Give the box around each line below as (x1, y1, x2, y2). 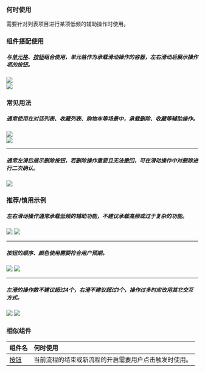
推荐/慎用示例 (6, 196, 47, 205)
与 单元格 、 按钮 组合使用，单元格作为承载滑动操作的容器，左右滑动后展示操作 (6, 53, 198, 60)
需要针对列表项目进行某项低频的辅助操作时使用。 (6, 20, 129, 28)
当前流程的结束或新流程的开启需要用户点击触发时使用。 (33, 356, 193, 364)
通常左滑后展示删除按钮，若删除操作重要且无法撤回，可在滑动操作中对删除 (6, 156, 193, 164)
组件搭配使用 (6, 37, 44, 46)
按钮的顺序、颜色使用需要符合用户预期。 (6, 249, 108, 256)
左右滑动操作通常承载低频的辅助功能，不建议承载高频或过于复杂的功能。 (6, 212, 187, 220)
